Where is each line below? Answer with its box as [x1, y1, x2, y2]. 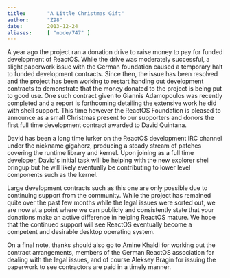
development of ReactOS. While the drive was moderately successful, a [7, 56, 210, 64]
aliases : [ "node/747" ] [7, 29, 91, 36]
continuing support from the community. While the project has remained [7, 192, 211, 200]
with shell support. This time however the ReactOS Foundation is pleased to [7, 106, 221, 115]
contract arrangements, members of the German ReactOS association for [7, 248, 215, 257]
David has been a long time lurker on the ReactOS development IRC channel [7, 135, 222, 143]
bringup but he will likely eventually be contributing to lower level [7, 163, 191, 172]
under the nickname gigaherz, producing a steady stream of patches [7, 141, 202, 150]
